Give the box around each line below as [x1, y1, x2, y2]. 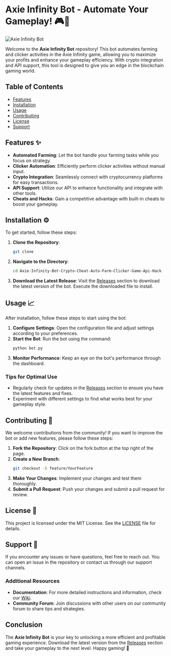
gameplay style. [12, 401, 46, 407]
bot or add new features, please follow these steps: [5, 435, 113, 441]
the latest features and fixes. [12, 390, 73, 396]
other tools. [12, 190, 37, 196]
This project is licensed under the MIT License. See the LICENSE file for [5, 520, 156, 526]
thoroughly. [12, 481, 37, 487]
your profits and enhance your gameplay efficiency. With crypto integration [5, 56, 163, 63]
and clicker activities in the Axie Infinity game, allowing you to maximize [5, 51, 156, 57]
